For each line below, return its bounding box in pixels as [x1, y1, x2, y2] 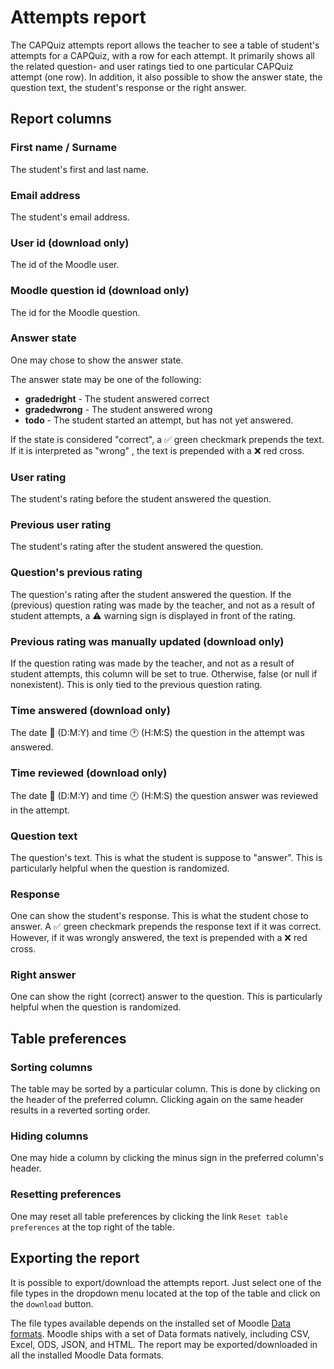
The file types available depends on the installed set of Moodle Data [10, 1317, 292, 1329]
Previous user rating [10, 518, 112, 532]
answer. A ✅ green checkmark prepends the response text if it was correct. [10, 921, 322, 933]
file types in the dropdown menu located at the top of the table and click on [10, 1287, 321, 1299]
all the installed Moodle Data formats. [10, 1349, 165, 1361]
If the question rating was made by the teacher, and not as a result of [10, 657, 295, 669]
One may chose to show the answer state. [10, 354, 184, 366]
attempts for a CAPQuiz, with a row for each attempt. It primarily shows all [10, 49, 315, 61]
